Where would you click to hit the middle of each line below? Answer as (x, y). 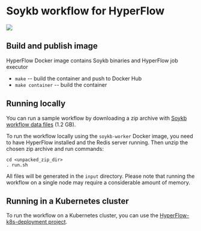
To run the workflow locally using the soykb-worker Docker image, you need (100, 136)
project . (58, 222)
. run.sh (17, 165)
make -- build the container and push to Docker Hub (78, 78)
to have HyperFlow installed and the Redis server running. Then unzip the (97, 142)
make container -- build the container (61, 84)
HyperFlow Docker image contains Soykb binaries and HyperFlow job (92, 60)
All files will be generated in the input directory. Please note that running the (100, 176)
